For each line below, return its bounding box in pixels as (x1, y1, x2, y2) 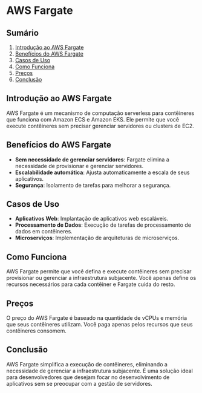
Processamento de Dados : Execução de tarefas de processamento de (15, 221, 192, 229)
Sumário (6, 28, 39, 38)
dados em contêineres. (15, 228, 73, 235)
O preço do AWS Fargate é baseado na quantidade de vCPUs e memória (6, 314, 187, 322)
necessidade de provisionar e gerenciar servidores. (15, 162, 144, 169)
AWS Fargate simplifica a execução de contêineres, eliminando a (6, 360, 168, 368)
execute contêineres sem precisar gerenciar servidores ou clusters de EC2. (6, 122, 195, 129)
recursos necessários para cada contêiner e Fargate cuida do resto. (6, 281, 175, 288)
